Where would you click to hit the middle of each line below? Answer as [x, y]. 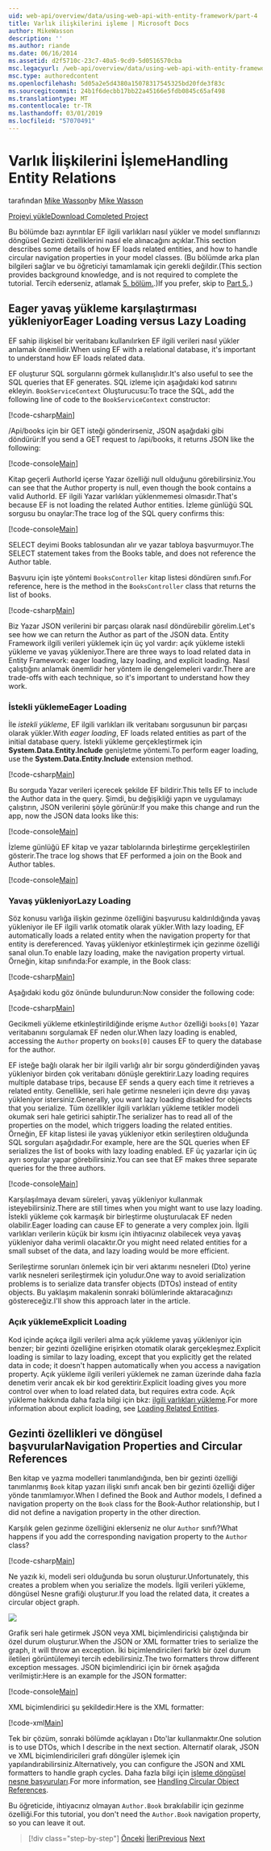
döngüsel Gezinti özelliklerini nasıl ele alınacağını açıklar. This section [122, 240]
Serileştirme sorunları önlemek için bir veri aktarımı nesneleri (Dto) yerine [130, 1267]
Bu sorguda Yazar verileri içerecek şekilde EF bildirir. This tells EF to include [133, 790]
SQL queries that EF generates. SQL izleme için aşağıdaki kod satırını [123, 382]
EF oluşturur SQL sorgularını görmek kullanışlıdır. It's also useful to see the [131, 373]
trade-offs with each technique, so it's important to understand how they [129, 677]
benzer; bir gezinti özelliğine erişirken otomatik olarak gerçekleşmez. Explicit [134, 1348]
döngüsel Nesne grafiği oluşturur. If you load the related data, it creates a [129, 1594]
